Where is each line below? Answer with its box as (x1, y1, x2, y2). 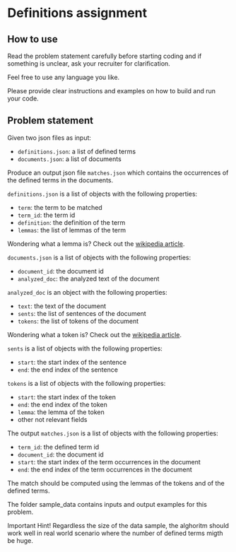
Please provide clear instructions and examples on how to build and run (7, 87, 216, 95)
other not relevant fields (17, 415, 88, 423)
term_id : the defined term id (17, 442, 100, 451)
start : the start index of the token (17, 392, 117, 401)
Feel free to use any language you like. (7, 73, 120, 81)
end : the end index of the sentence (17, 365, 119, 374)
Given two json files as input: (7, 133, 92, 142)
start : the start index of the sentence (17, 358, 127, 366)
